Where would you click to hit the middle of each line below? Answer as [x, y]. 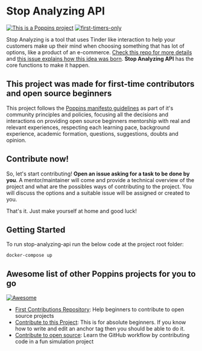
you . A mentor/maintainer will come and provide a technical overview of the [100, 180]
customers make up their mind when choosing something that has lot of [96, 46]
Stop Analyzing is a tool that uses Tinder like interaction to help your [91, 39]
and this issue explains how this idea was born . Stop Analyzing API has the [100, 58]
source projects [34, 316]
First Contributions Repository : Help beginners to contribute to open [99, 309]
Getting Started [36, 229]
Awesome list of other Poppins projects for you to [101, 274]
